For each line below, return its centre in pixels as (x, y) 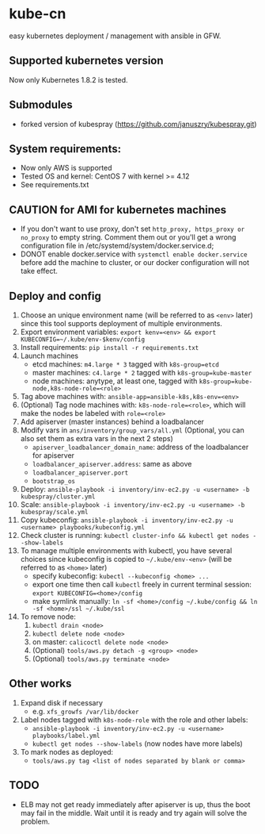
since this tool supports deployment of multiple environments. (121, 323)
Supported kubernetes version (87, 61)
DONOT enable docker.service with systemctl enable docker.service (134, 254)
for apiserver (53, 455)
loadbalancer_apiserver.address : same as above (112, 464)
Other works (40, 684)
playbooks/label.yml (66, 736)
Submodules (41, 105)
